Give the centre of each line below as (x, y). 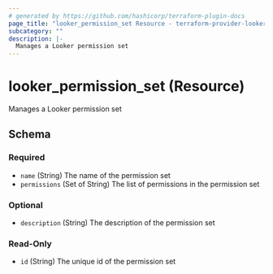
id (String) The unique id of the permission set (98, 262)
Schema (30, 135)
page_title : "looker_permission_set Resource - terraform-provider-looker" (139, 24)
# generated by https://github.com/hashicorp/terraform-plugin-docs (127, 16)
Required (27, 158)
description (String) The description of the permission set (117, 223)
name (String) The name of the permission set (95, 175)
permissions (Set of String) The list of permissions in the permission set (140, 184)
